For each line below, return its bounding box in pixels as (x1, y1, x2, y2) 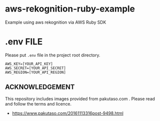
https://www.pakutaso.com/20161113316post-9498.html (12, 110, 124, 116)
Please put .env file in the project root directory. (5, 52, 100, 58)
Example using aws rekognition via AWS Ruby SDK (5, 19, 107, 25)
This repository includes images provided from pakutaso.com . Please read (5, 95, 155, 102)
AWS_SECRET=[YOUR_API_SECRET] (5, 66, 66, 70)
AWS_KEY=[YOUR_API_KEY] (5, 61, 53, 66)
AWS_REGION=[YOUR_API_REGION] (5, 70, 66, 75)
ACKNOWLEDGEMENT (5, 83, 75, 91)
